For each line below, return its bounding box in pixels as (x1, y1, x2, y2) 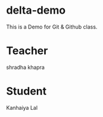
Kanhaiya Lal (6, 104, 38, 111)
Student (6, 84, 47, 98)
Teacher (6, 44, 48, 58)
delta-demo (6, 4, 66, 17)
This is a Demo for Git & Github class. (6, 23, 98, 30)
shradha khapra (6, 64, 45, 71)
